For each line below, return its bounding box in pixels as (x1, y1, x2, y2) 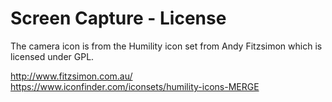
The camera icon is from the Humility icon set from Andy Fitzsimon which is (10, 40, 323, 52)
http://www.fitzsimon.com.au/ (10, 70, 133, 82)
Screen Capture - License (10, 7, 227, 30)
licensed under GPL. (10, 50, 95, 62)
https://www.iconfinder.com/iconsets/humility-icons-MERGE (10, 80, 260, 92)
